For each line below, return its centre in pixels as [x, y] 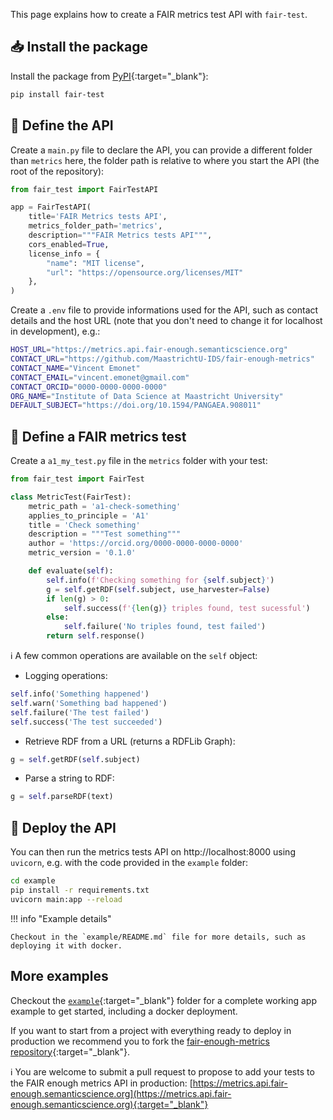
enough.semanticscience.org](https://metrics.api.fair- [121, 1093]
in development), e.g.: [55, 331]
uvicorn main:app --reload [66, 899]
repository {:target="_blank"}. [70, 1051]
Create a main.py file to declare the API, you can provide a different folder [161, 150]
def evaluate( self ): [71, 571]
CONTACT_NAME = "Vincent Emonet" [75, 368]
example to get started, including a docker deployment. [124, 1011]
